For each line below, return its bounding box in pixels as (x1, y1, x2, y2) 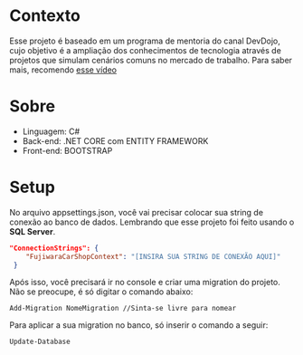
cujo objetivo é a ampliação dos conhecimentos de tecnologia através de (9, 44, 282, 55)
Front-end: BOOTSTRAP (22, 145, 113, 156)
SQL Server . (9, 225, 56, 236)
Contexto (9, 5, 81, 26)
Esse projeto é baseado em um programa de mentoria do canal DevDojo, (9, 35, 280, 46)
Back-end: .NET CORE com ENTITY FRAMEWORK (22, 135, 209, 146)
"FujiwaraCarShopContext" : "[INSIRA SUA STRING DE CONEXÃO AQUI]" (25, 252, 281, 261)
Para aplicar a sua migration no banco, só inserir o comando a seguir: (9, 320, 269, 331)
